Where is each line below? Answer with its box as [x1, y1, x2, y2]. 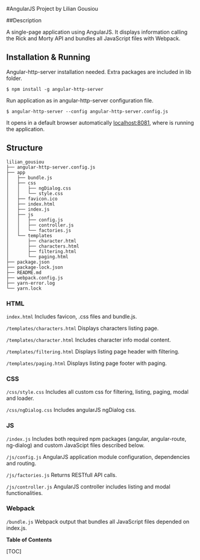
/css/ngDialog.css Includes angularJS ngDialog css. [6, 406, 137, 414]
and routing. [6, 459, 37, 467]
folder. [6, 75, 22, 82]
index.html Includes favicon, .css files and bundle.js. [6, 313, 137, 320]
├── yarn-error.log [6, 280, 55, 286]
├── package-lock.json [6, 264, 63, 270]
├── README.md [6, 269, 42, 276]
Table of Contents [6, 536, 52, 543]
